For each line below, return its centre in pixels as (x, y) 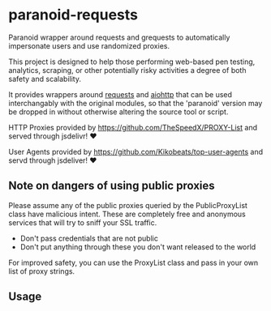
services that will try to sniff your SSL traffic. (83, 222)
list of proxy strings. (42, 271)
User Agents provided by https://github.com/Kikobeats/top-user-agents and (136, 151)
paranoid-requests (73, 15)
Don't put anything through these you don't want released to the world (138, 247)
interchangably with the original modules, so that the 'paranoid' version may (135, 103)
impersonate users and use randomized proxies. (89, 45)
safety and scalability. (45, 79)
